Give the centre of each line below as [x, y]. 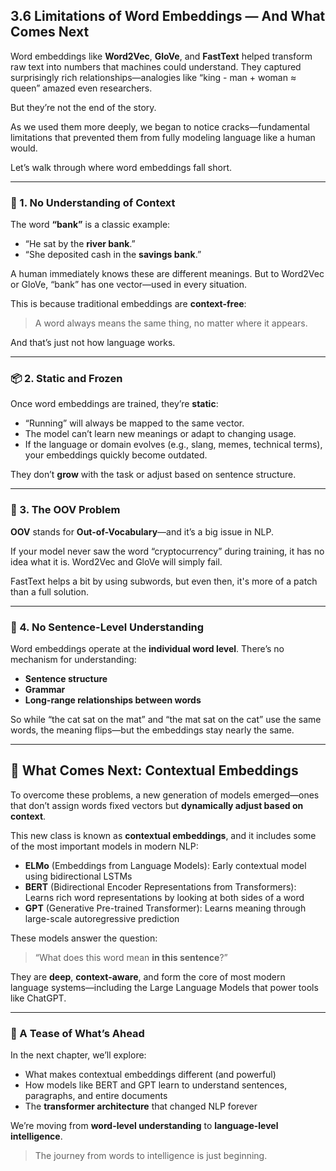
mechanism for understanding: [73, 659]
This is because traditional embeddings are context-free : [128, 304]
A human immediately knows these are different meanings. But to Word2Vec [167, 274]
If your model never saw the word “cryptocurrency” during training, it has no [167, 551]
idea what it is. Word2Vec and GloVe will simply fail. [116, 561]
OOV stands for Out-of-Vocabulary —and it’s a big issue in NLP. [142, 531]
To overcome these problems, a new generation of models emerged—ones [165, 795]
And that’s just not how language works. [93, 343]
